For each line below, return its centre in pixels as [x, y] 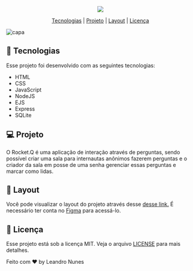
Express [25, 109]
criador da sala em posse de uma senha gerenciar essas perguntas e [91, 165]
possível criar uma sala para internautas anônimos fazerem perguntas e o [96, 159]
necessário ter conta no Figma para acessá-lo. [64, 211]
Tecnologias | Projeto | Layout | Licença [100, 21]
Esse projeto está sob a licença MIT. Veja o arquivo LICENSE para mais [94, 244]
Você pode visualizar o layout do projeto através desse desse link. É [90, 204]
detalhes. [18, 250]
